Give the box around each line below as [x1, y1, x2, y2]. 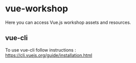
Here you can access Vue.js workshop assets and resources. [5, 19, 131, 25]
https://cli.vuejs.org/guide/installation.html [5, 52, 92, 58]
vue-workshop [5, 3, 68, 14]
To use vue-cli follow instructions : [5, 47, 76, 53]
